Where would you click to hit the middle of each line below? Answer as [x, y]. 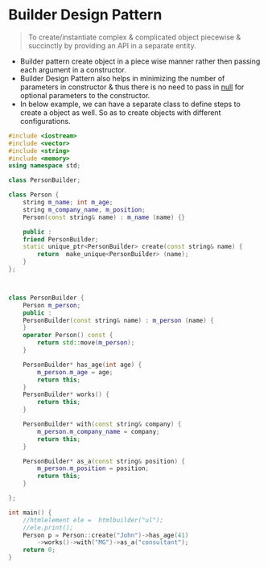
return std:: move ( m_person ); [86, 343]
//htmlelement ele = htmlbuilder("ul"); [93, 520]
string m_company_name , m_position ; [85, 210]
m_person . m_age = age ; [75, 372]
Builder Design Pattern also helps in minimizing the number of [122, 78]
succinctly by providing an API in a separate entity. [112, 45]
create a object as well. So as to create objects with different [120, 112]
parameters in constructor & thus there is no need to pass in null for [132, 87]
